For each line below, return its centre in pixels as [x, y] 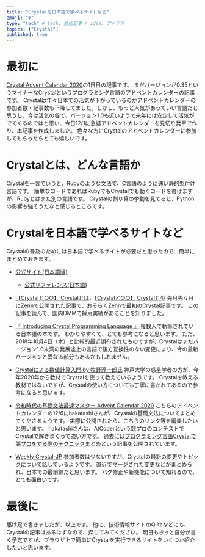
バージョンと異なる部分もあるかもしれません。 [74, 356]
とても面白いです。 [39, 479]
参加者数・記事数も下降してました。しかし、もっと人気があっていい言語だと [102, 108]
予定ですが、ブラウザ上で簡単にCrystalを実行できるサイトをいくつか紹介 [103, 540]
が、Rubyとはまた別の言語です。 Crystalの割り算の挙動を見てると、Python [100, 198]
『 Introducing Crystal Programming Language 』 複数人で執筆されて [102, 326]
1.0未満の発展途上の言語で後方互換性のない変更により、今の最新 [117, 349]
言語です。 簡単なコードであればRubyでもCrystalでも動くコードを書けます [100, 191]
